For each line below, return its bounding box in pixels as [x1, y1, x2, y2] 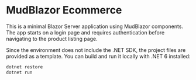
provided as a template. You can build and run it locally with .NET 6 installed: [6, 53, 191, 60]
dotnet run [6, 69, 33, 75]
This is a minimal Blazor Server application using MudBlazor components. [6, 23, 183, 30]
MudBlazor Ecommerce [6, 4, 122, 17]
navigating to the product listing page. [6, 35, 98, 42]
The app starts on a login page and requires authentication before [6, 29, 165, 36]
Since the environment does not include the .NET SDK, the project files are [6, 46, 186, 53]
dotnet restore [6, 64, 43, 70]
